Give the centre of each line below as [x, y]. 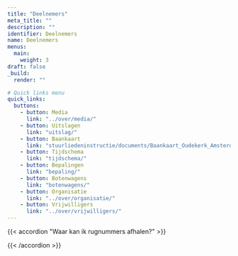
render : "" [30, 80]
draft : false [27, 67]
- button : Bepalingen [52, 165]
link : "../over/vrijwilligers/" [74, 211]
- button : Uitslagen [50, 126]
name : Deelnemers [33, 40]
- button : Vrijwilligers [57, 205]
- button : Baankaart [50, 139]
